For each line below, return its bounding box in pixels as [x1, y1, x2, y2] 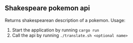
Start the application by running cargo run [12, 27, 99, 33]
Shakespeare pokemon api [5, 4, 90, 12]
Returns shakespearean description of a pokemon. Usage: [5, 17, 125, 23]
